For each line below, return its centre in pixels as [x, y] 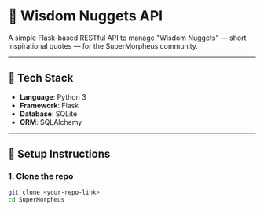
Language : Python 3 [53, 96]
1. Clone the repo [41, 176]
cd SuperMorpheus [37, 200]
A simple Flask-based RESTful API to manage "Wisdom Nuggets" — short [127, 38]
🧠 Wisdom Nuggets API [86, 16]
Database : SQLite [48, 114]
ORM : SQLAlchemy [51, 122]
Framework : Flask [49, 105]
